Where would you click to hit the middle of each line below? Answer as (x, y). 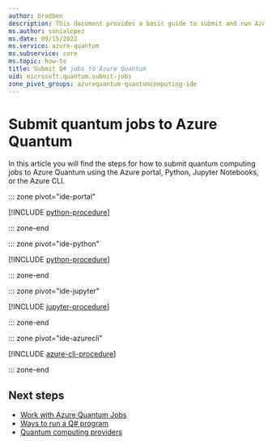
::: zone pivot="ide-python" (54, 244)
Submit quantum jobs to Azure (113, 124)
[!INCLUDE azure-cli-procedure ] (62, 354)
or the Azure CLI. (37, 181)
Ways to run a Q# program (64, 424)
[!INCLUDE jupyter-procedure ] (59, 307)
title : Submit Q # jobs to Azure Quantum (78, 69)
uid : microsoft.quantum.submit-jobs (70, 76)
